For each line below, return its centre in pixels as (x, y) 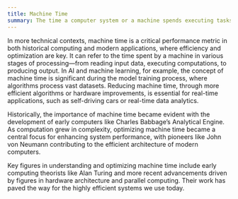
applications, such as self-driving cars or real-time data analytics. (103, 100)
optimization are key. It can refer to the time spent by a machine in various (115, 55)
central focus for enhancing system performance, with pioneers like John (114, 137)
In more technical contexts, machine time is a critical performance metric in (118, 40)
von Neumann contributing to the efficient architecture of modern (103, 144)
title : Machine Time (38, 14)
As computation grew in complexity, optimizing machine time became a (112, 129)
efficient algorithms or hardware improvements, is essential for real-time (113, 93)
